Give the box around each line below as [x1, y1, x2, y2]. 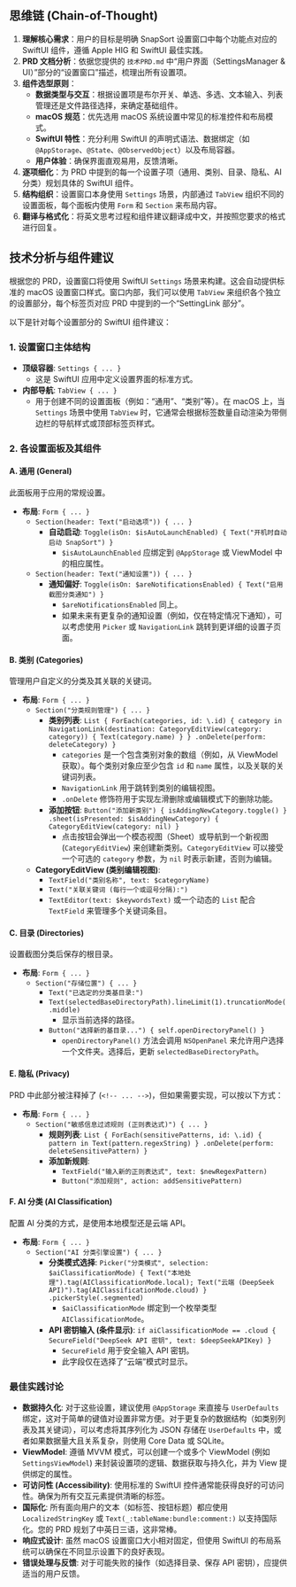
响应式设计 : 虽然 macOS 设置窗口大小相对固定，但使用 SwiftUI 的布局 [21, 1536, 274, 1546]
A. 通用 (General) [9, 466, 72, 477]
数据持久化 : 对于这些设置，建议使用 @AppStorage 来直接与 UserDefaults [21, 1403, 280, 1413]
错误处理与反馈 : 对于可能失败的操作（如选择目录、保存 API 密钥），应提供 [21, 1558, 288, 1568]
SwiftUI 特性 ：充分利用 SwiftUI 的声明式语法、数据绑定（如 [34, 133, 250, 144]
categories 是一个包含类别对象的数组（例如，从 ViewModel [61, 750, 278, 760]
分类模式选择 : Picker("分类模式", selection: [48, 1256, 209, 1267]
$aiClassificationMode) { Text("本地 [48, 1268, 186, 1278]
